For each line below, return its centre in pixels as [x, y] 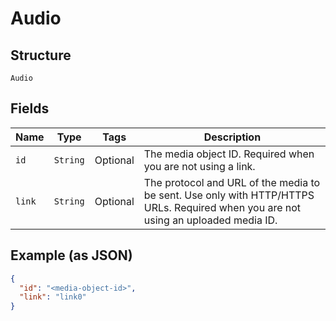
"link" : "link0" [53, 297]
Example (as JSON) [71, 255]
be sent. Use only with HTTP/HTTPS [229, 195]
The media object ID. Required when [229, 154]
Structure [41, 55]
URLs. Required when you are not [222, 207]
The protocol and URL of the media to [232, 182]
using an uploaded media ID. [210, 220]
